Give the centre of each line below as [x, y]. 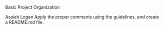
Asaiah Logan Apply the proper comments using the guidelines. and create [82, 17]
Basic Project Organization [32, 7]
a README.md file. [24, 22]
